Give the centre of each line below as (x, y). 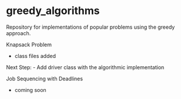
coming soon (31, 90)
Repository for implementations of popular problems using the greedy (90, 27)
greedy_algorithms (53, 11)
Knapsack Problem (29, 45)
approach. (19, 33)
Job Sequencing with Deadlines (45, 78)
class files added (35, 56)
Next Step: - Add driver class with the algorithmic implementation (85, 67)
